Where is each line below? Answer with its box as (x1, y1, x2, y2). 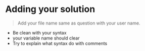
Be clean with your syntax (12, 29, 67, 35)
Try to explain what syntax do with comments (12, 40, 108, 46)
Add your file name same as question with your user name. (17, 20, 140, 26)
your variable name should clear (12, 35, 80, 41)
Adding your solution (5, 3, 95, 15)
